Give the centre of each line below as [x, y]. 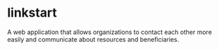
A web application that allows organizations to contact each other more [110, 32]
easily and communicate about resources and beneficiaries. [93, 39]
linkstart [32, 13]
